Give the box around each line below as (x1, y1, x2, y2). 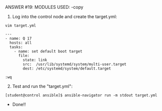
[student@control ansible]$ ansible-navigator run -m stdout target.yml (5, 93, 158, 98)
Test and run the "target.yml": (12, 83, 73, 89)
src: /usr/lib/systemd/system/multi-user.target (23, 62, 127, 67)
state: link (23, 57, 48, 62)
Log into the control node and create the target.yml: (12, 14, 117, 19)
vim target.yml (5, 23, 36, 28)
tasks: (9, 45, 23, 50)
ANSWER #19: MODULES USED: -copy (5, 4, 84, 10)
